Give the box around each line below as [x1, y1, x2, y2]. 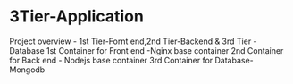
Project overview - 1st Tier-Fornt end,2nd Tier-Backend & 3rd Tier [9, 36, 252, 46]
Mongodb [9, 64, 46, 75]
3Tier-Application [9, 6, 145, 27]
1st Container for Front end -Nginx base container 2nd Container [46, 45, 284, 55]
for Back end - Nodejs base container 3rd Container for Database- [9, 55, 255, 65]
